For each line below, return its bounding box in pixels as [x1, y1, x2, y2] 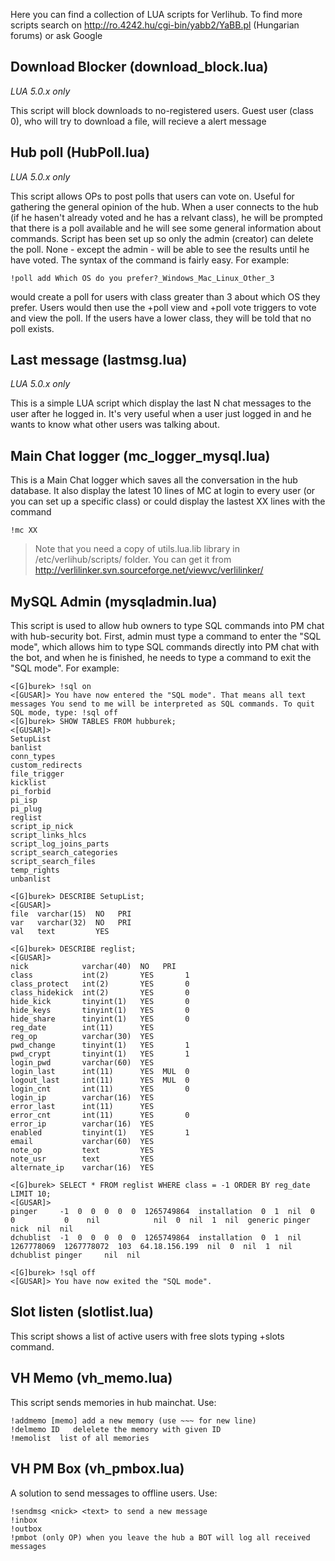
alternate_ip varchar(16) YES [10, 1163, 155, 1173]
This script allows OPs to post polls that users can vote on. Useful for [10, 190, 295, 202]
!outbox [10, 1524, 43, 1534]
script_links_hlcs [10, 830, 87, 841]
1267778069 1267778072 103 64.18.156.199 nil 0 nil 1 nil [10, 1242, 293, 1252]
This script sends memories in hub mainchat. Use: [10, 1396, 217, 1408]
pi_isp [10, 795, 38, 806]
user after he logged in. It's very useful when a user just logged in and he [10, 408, 312, 420]
